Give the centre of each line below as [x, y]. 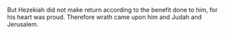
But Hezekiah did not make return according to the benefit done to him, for [113, 10]
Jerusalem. [23, 24]
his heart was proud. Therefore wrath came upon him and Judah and [105, 17]
